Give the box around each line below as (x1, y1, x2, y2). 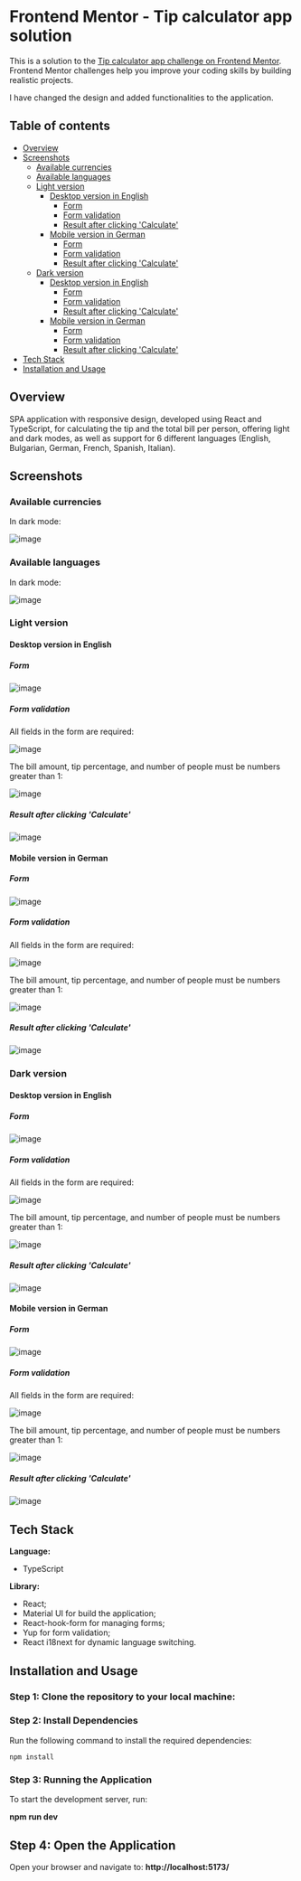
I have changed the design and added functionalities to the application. (9, 92, 274, 103)
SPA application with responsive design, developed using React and (9, 413, 262, 424)
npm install (9, 1752, 54, 1762)
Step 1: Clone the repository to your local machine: (9, 1690, 236, 1703)
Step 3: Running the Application (9, 1773, 152, 1786)
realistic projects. (9, 74, 74, 85)
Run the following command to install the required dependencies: (9, 1735, 252, 1745)
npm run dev (9, 1811, 59, 1822)
